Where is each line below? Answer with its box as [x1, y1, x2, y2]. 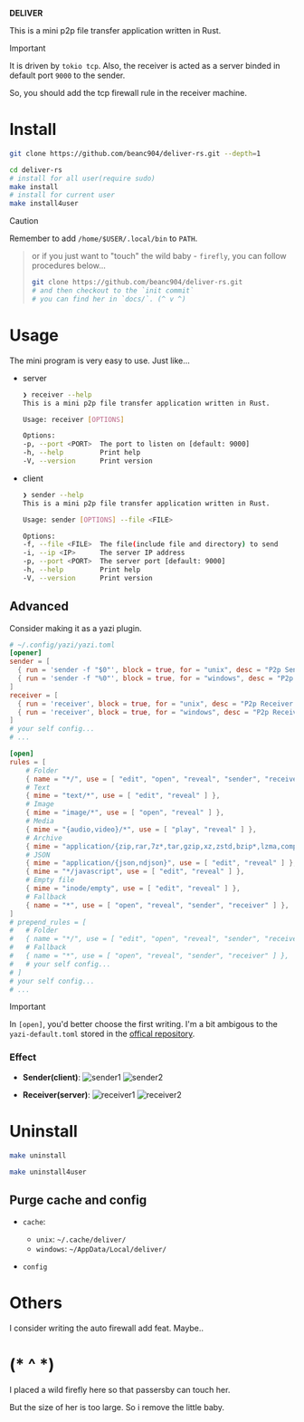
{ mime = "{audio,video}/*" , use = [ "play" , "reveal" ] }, [25, 824, 257, 834]
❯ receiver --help [22, 389, 92, 399]
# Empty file [25, 876, 75, 885]
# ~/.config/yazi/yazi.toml [9, 640, 116, 649]
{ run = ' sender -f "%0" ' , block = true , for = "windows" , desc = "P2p [17, 674, 294, 683]
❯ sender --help [22, 490, 84, 499]
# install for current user [9, 190, 116, 200]
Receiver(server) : [22, 1089, 90, 1100]
